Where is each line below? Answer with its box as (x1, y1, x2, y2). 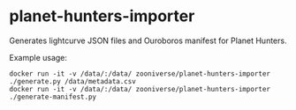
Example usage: (9, 52, 68, 62)
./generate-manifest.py (9, 92, 97, 101)
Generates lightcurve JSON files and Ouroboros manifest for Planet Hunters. (9, 35, 287, 46)
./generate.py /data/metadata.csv (9, 77, 137, 85)
